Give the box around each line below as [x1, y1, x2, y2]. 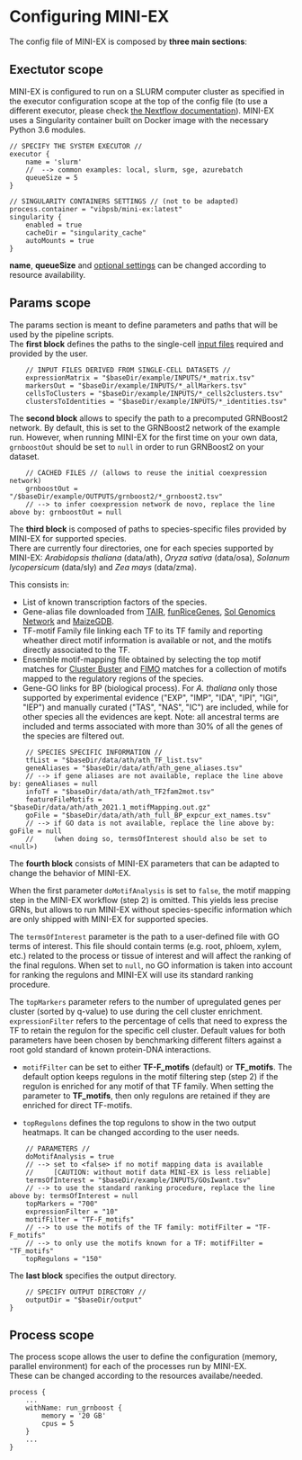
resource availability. [9, 269, 86, 280]
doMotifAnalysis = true [25, 1151, 115, 1161]
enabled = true [25, 220, 83, 229]
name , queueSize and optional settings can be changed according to [9, 259, 267, 271]
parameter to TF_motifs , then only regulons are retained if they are [22, 1090, 271, 1101]
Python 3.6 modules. [9, 124, 86, 135]
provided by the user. [9, 348, 88, 359]
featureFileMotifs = [25, 794, 102, 804]
